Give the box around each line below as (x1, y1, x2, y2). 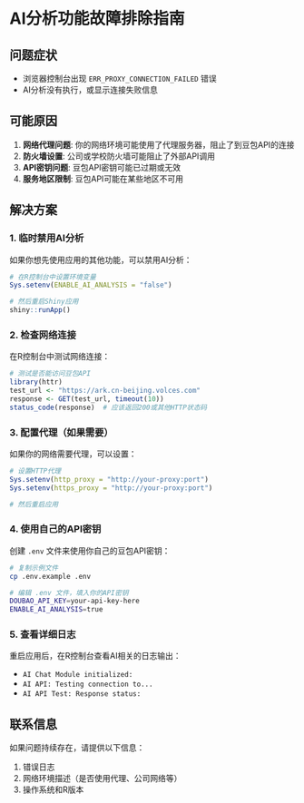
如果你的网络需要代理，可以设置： (9, 448, 137, 459)
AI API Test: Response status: (22, 690, 142, 699)
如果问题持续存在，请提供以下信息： (9, 742, 145, 753)
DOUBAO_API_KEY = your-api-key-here (9, 596, 141, 606)
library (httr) (9, 377, 64, 387)
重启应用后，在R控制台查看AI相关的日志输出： (9, 651, 181, 661)
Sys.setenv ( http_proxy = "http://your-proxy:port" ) (9, 475, 209, 484)
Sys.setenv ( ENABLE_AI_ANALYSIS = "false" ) (9, 280, 172, 290)
